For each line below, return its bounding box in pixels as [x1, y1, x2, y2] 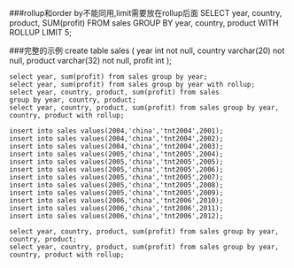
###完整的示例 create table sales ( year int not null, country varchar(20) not [9, 45, 285, 56]
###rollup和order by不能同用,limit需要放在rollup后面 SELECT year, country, [9, 8, 282, 18]
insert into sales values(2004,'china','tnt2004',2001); [9, 126, 224, 135]
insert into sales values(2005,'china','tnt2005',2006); [9, 165, 224, 174]
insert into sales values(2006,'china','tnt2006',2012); [9, 211, 224, 220]
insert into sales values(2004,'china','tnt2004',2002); [9, 134, 224, 143]
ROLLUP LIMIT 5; [9, 27, 73, 37]
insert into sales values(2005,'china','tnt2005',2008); [9, 180, 224, 189]
